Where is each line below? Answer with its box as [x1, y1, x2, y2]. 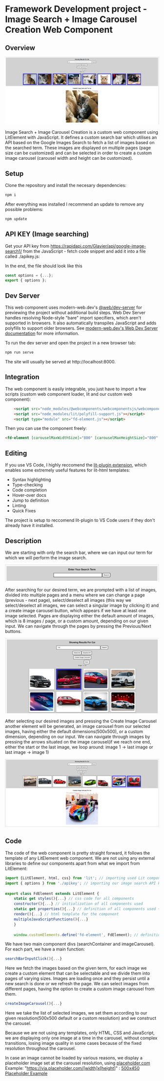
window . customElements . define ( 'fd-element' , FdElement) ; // [14, 932, 139, 937]
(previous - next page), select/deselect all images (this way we [5, 597, 132, 603]
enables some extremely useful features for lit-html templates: [5, 467, 130, 473]
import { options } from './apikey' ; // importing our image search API [5, 881, 156, 886]
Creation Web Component [5, 24, 113, 35]
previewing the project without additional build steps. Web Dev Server [5, 310, 145, 316]
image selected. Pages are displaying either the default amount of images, [5, 613, 155, 618]
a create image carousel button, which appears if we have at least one [5, 607, 146, 614]
